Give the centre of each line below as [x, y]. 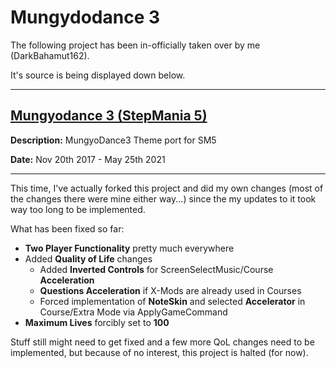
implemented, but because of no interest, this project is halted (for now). [159, 352]
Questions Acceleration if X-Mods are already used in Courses [170, 290]
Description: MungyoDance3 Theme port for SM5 [113, 140]
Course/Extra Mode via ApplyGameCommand [133, 312]
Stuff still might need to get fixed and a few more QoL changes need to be [162, 342]
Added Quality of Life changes [88, 258]
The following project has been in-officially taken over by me [135, 45]
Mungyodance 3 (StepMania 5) [109, 116]
